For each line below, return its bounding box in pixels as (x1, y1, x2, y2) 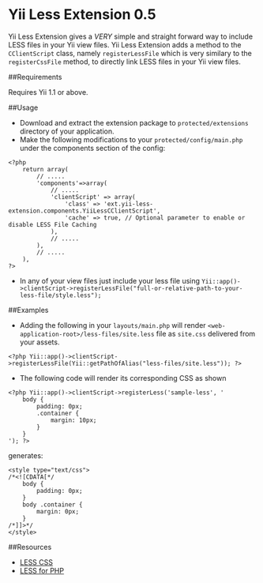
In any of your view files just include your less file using (19, 276, 200, 285)
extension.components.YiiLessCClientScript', (8, 207, 160, 215)
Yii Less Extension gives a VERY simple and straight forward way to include (8, 32, 254, 41)
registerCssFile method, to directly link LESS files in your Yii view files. (8, 57, 241, 66)
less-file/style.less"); (19, 291, 102, 299)
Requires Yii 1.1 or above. (8, 87, 88, 96)
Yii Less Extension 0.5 (8, 6, 156, 24)
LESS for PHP (19, 566, 65, 575)
